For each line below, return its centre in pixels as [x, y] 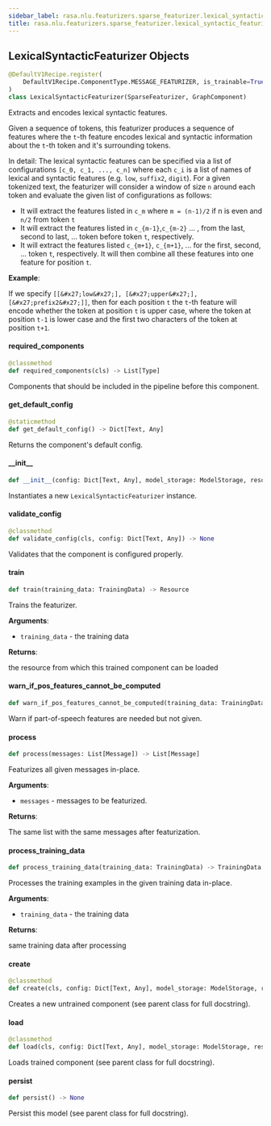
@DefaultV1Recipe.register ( [56, 75]
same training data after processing [67, 945]
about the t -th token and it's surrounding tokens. [90, 145]
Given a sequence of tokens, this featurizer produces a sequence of [121, 128]
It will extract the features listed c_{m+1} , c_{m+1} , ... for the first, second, [140, 245]
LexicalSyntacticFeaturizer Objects [99, 56]
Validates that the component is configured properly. [96, 554]
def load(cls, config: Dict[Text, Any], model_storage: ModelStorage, [129, 1047]
